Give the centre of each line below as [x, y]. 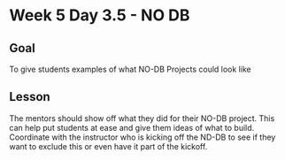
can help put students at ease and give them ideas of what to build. [132, 127]
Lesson [30, 97]
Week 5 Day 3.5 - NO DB [100, 15]
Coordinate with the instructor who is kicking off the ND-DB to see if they [142, 137]
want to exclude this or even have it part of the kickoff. [108, 146]
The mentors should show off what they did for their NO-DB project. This [142, 118]
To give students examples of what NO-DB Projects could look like [130, 69]
